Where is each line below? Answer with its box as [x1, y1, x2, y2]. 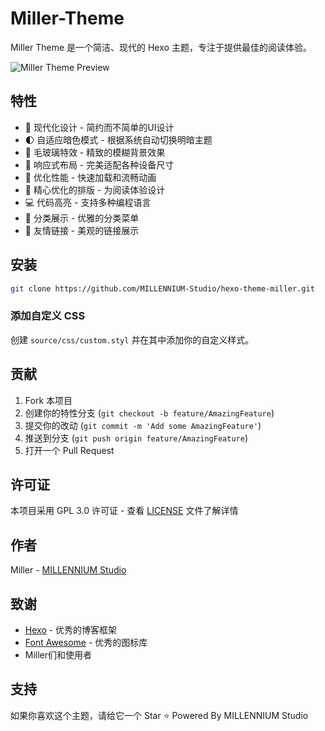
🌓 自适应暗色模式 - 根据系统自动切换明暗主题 [24, 133, 213, 146]
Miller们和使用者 [24, 648, 93, 661]
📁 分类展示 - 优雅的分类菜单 [24, 212, 140, 224]
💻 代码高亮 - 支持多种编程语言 [24, 196, 152, 208]
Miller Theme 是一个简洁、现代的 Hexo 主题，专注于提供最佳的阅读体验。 [10, 41, 312, 53]
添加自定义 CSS [10, 309, 86, 323]
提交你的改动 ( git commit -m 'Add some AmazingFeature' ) [24, 419, 262, 431]
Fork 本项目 [24, 394, 73, 406]
